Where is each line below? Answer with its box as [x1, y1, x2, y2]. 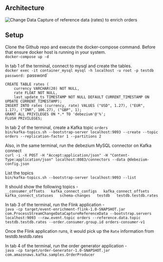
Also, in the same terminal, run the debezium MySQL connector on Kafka [5, 142, 152, 148]
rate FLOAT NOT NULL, [14, 90, 58, 95]
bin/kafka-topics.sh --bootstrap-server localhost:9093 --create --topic [5, 129, 159, 135]
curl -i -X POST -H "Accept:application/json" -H [5, 153, 108, 158]
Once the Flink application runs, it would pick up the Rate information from [5, 228, 155, 234]
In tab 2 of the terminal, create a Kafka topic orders [5, 124, 108, 130]
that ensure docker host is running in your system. [5, 49, 106, 55]
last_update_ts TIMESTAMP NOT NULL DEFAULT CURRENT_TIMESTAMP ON [14, 95, 150, 100]
